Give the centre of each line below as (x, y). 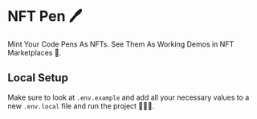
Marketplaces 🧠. (35, 52)
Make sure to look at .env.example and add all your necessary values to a (128, 97)
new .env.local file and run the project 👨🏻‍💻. (81, 105)
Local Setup (38, 78)
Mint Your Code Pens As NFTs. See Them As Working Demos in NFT (121, 44)
